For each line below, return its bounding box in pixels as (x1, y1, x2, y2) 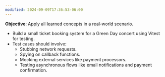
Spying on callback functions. (19, 51, 81, 57)
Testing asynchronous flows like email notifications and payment (19, 62, 152, 68)
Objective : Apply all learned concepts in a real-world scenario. (5, 21, 134, 27)
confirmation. (19, 67, 48, 73)
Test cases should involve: (12, 40, 67, 47)
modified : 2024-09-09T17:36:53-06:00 (5, 7, 83, 12)
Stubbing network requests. (19, 46, 77, 52)
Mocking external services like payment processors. (19, 56, 127, 62)
